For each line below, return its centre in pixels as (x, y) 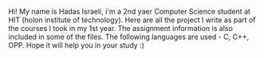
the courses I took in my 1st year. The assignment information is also (120, 28)
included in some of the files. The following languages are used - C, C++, (129, 37)
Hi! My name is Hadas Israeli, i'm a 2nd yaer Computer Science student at (130, 12)
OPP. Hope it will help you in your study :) (77, 45)
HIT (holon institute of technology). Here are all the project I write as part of (132, 20)
